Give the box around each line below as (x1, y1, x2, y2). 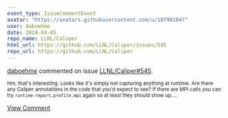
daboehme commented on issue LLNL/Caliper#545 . (7, 66, 153, 75)
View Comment (7, 104, 51, 112)
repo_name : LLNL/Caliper (7, 35, 78, 42)
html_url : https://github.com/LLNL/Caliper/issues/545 (7, 42, 167, 48)
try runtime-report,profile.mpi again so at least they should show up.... (7, 91, 177, 99)
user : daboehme (7, 23, 51, 29)
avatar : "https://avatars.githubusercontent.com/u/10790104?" (7, 16, 188, 23)
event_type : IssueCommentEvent (7, 10, 97, 17)
